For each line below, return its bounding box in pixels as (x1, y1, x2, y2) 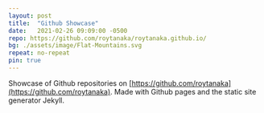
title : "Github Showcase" (8, 19, 99, 27)
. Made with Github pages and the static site (109, 87, 257, 96)
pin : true (8, 57, 42, 65)
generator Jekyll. (8, 95, 64, 105)
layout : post (8, 11, 52, 20)
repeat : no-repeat (8, 49, 70, 57)
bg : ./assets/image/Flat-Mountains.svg (8, 42, 142, 50)
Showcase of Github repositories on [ (8, 78, 132, 88)
